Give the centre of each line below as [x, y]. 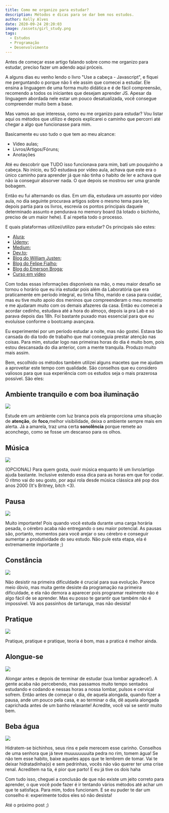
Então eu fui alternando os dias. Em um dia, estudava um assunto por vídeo [84, 195]
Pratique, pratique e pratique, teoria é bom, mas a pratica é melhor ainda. [81, 641]
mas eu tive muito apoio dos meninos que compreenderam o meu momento [84, 300]
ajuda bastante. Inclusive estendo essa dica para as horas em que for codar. [84, 475]
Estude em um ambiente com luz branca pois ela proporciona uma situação [84, 416]
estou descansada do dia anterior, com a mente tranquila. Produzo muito [81, 347]
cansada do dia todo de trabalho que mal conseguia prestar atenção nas [81, 337]
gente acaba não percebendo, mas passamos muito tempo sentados [77, 684]
